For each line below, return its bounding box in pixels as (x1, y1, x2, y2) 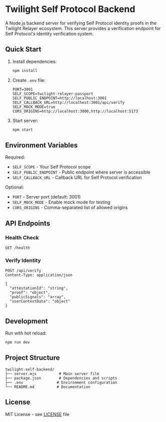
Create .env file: (12, 77, 46, 83)
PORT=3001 (12, 86, 33, 92)
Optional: (5, 184, 24, 190)
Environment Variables (5, 141, 78, 149)
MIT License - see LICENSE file (5, 411, 69, 417)
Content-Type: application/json (5, 272, 72, 278)
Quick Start (5, 45, 41, 53)
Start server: (12, 117, 38, 123)
